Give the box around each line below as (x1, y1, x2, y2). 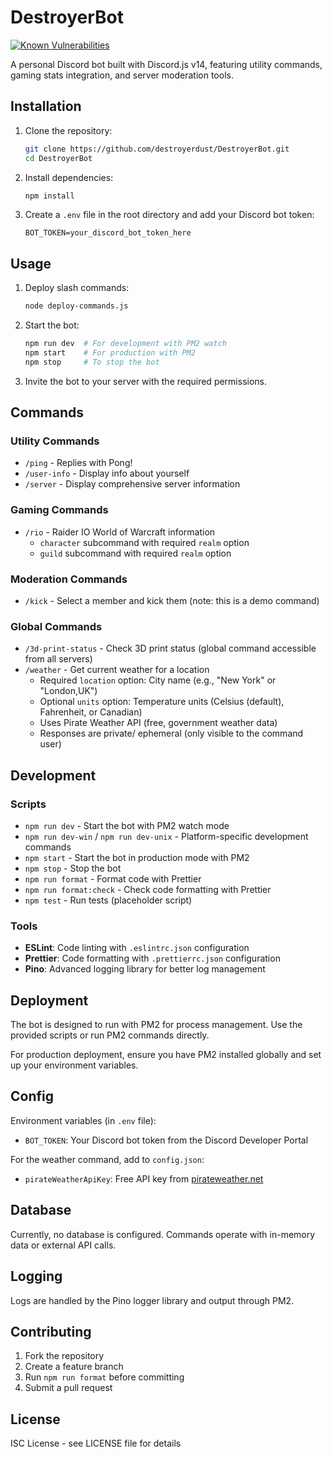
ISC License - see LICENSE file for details (10, 1437, 182, 1450)
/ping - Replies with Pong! (24, 457, 133, 469)
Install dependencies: (24, 171, 114, 183)
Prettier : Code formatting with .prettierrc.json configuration (24, 952, 281, 965)
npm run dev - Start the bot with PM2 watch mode (24, 819, 230, 831)
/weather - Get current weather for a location (24, 664, 210, 676)
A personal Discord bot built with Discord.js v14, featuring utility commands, (10, 58, 323, 70)
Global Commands (10, 619, 103, 633)
